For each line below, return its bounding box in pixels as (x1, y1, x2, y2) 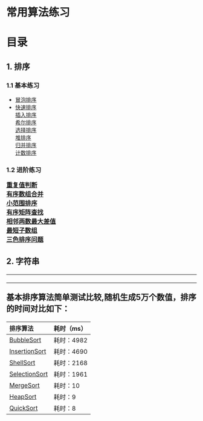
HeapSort (9, 392, 37, 400)
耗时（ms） (53, 324, 88, 333)
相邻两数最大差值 (6, 217, 56, 226)
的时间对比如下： (6, 303, 70, 314)
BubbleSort (9, 336, 42, 344)
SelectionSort (9, 370, 48, 378)
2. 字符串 (6, 256, 40, 267)
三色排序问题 (6, 236, 44, 244)
